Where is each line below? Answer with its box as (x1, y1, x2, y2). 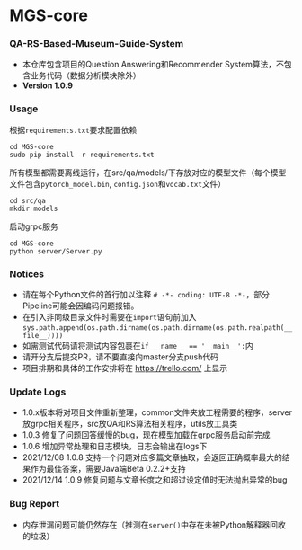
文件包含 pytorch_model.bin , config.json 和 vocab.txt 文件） (9, 178, 226, 189)
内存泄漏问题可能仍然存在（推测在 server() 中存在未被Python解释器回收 (22, 519, 286, 530)
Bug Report (9, 498, 60, 510)
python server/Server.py (9, 246, 102, 256)
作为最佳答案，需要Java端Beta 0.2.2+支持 (30, 464, 186, 475)
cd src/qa (9, 196, 47, 205)
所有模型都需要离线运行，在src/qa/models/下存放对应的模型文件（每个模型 (9, 167, 287, 178)
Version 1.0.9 (22, 80, 74, 91)
